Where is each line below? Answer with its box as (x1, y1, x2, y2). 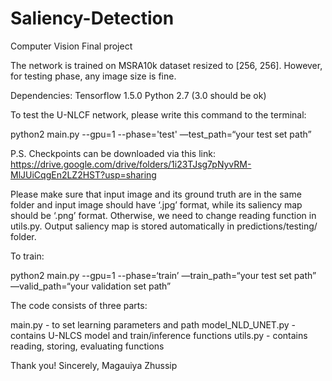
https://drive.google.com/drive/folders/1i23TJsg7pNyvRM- (10, 158, 252, 170)
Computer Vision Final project (10, 40, 133, 52)
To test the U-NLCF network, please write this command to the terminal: (10, 108, 307, 121)
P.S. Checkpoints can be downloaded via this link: (10, 147, 216, 159)
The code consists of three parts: (10, 299, 148, 311)
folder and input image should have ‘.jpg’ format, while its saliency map (10, 198, 303, 211)
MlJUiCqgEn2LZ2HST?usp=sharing (10, 168, 157, 181)
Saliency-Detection (10, 7, 175, 30)
